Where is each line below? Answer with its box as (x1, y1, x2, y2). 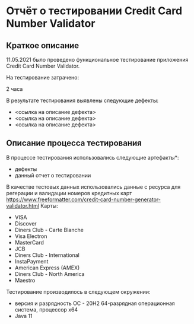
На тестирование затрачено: (6, 74, 79, 81)
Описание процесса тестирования (6, 138, 142, 148)
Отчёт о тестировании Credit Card (6, 4, 183, 18)
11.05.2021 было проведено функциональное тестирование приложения (6, 56, 189, 63)
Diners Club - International (14, 251, 80, 259)
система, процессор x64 (14, 306, 78, 313)
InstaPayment (14, 258, 49, 265)
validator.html (6, 202, 40, 209)
